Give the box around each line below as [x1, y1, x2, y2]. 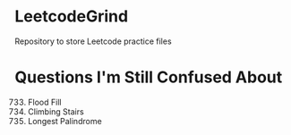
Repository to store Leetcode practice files [14, 36, 173, 46]
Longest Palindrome [27, 115, 102, 126]
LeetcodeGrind [14, 6, 129, 27]
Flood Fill [27, 97, 62, 107]
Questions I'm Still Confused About [14, 67, 283, 88]
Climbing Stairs [27, 105, 84, 117]
